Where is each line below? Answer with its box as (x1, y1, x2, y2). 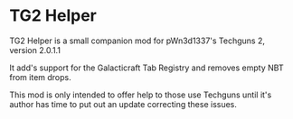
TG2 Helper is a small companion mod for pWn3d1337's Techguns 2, (9, 35, 265, 46)
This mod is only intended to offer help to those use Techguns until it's (9, 89, 272, 100)
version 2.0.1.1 (9, 44, 61, 55)
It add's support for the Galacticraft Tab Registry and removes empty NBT (9, 62, 284, 73)
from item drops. (9, 71, 72, 82)
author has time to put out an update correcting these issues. (9, 98, 238, 109)
